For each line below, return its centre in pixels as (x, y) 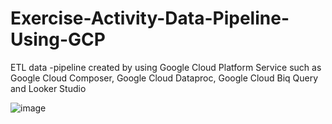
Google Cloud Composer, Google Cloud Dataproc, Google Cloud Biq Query (164, 78)
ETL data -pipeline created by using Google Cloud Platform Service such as (166, 67)
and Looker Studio (48, 88)
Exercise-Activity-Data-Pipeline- (150, 18)
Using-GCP (58, 39)
